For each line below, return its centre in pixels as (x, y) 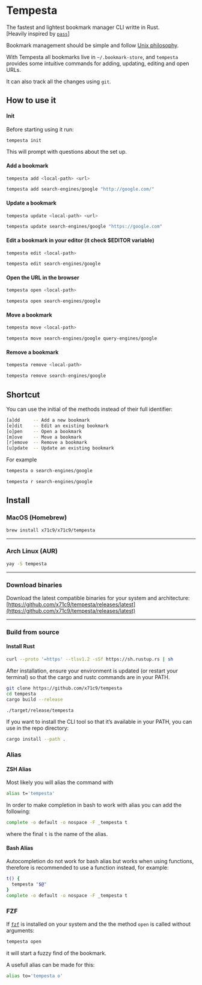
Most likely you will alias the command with (60, 782)
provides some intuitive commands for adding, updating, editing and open (98, 63)
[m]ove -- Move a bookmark (44, 437)
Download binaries (34, 584)
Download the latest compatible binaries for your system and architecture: (98, 598)
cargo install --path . (36, 740)
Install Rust (20, 647)
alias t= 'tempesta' (31, 794)
